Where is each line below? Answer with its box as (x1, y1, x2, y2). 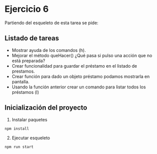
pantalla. (11, 78, 30, 84)
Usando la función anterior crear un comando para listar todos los (11, 84, 146, 90)
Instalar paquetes (11, 116, 47, 122)
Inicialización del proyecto (4, 104, 87, 112)
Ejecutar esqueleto (11, 135, 50, 141)
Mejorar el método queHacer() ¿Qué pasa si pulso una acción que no (11, 52, 153, 58)
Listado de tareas (4, 34, 59, 42)
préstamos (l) (11, 89, 39, 95)
